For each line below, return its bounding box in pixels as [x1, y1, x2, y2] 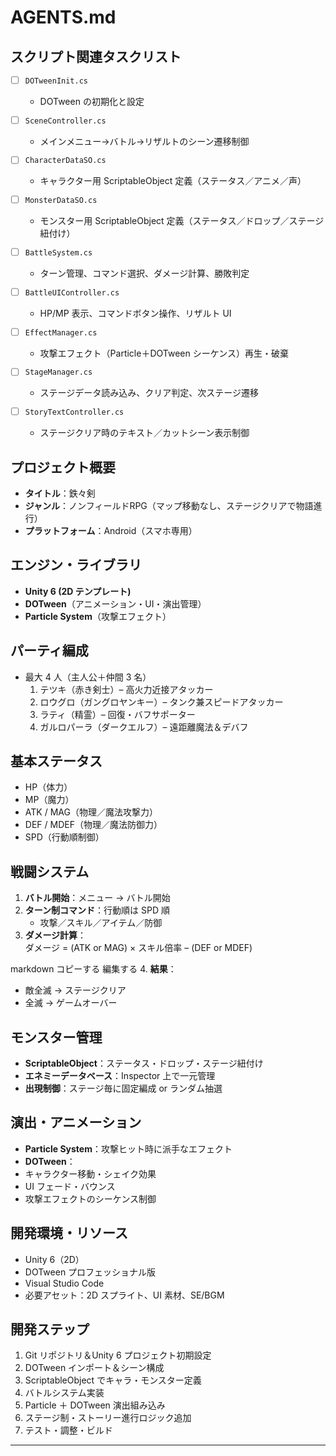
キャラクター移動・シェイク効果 [24, 1167, 157, 1180]
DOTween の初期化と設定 [39, 95, 145, 107]
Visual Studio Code [24, 1277, 105, 1289]
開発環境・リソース [10, 1225, 128, 1242]
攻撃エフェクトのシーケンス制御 [24, 1192, 157, 1205]
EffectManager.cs [24, 327, 98, 338]
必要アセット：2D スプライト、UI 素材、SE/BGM [24, 1289, 225, 1301]
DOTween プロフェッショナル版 [24, 1266, 157, 1278]
